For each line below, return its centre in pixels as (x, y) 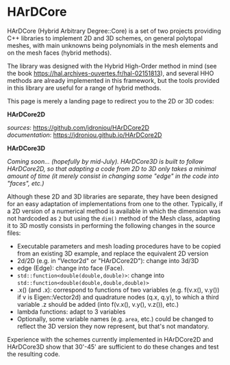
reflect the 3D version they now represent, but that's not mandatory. (113, 326)
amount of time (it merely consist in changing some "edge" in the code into (113, 176)
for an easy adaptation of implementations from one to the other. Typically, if (115, 203)
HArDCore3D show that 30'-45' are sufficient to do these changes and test (113, 347)
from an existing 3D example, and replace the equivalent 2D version (113, 253)
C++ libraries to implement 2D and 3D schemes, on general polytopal (105, 38)
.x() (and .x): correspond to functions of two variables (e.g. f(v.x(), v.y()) (118, 290)
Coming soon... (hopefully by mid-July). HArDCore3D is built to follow (105, 161)
